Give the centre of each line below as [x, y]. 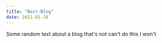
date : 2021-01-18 [27, 17]
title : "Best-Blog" [30, 11]
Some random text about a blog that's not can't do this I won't [81, 34]
